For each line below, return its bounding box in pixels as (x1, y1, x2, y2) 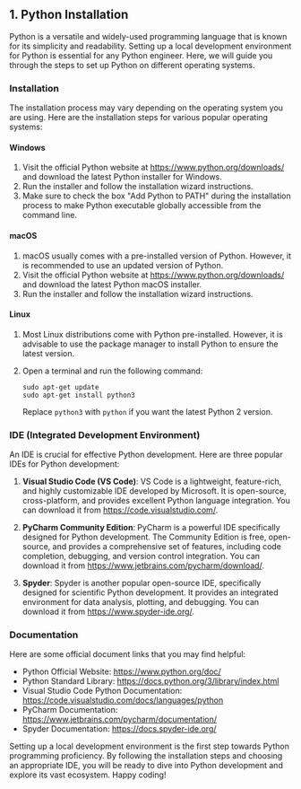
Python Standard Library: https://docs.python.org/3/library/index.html (21, 676, 279, 687)
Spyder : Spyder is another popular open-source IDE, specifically (21, 578, 262, 589)
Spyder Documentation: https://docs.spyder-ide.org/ (21, 723, 217, 734)
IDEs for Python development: (9, 459, 120, 469)
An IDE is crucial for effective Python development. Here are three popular (9, 449, 284, 460)
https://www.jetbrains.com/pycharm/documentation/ (21, 714, 218, 725)
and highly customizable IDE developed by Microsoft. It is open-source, (21, 486, 287, 496)
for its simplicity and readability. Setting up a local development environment (9, 40, 292, 51)
